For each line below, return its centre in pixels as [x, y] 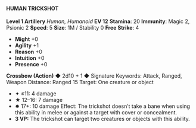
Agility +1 [27, 46]
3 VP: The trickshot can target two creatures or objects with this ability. [102, 119]
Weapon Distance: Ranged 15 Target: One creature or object [80, 82]
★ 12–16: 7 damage [39, 100]
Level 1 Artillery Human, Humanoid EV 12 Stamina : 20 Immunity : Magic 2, [98, 21]
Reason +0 [29, 52]
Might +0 [27, 39]
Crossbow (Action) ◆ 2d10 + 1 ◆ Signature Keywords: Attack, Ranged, [94, 76]
